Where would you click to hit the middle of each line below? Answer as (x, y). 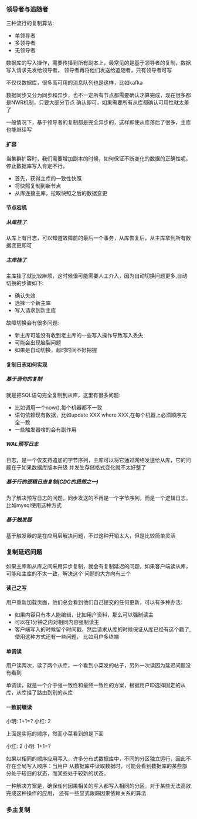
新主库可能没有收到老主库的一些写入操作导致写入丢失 (79, 335)
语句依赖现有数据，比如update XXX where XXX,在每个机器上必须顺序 (98, 415)
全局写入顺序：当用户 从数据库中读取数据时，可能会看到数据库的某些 (99, 766)
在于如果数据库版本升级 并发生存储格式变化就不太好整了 (79, 467)
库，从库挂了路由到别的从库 (40, 693)
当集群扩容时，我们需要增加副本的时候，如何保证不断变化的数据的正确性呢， (98, 158)
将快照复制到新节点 (38, 186)
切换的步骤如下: (25, 283)
